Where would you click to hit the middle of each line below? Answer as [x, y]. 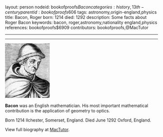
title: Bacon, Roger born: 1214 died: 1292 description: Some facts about [76, 17]
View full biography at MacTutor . [37, 129]
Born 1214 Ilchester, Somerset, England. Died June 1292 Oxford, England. [78, 120]
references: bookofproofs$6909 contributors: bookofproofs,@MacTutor [77, 28]
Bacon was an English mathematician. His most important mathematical [77, 106]
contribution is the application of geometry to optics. [57, 111]
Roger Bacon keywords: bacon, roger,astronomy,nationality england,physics [81, 22]
